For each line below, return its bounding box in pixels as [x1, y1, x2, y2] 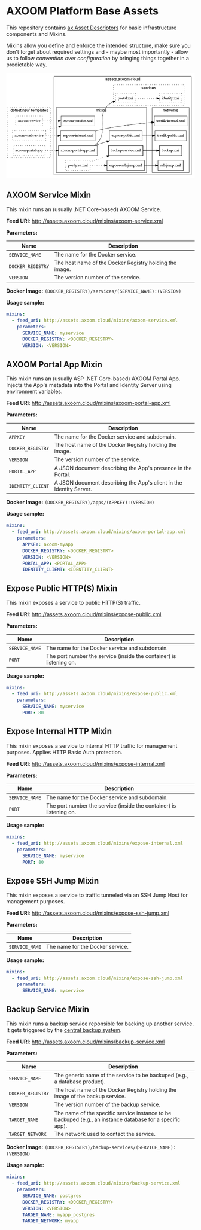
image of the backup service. [54, 1093, 126, 1100]
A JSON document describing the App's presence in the [54, 464, 193, 471]
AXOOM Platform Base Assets [6, 4, 159, 18]
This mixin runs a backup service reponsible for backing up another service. [6, 1020, 194, 1027]
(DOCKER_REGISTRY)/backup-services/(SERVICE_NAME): [44, 1144, 176, 1151]
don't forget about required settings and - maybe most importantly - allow [6, 48, 188, 55]
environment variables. [6, 388, 63, 395]
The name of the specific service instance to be [54, 1109, 172, 1116]
